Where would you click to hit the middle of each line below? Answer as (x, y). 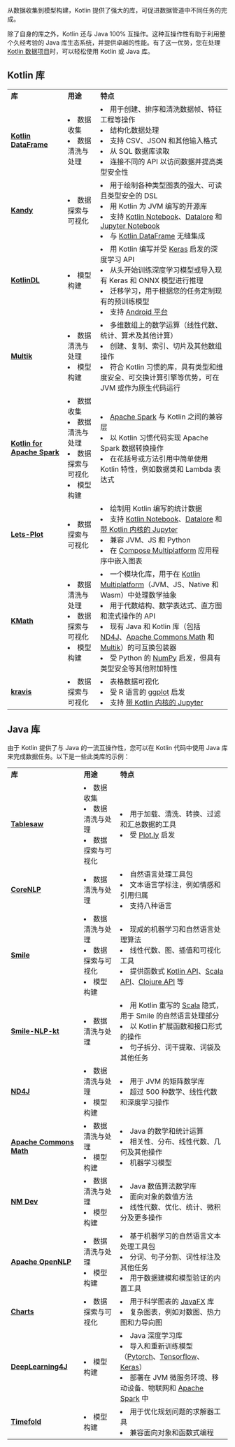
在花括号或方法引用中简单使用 (159, 459)
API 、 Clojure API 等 (152, 981)
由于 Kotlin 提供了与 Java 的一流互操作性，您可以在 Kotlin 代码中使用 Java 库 (117, 747)
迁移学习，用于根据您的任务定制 (162, 291)
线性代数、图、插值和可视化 (176, 950)
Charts (22, 1311)
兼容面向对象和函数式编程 (172, 1432)
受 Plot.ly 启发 (152, 835)
